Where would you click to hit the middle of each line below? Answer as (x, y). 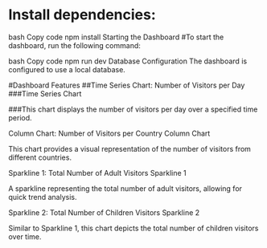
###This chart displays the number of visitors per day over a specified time (133, 109)
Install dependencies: (82, 15)
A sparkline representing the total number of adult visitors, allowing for (125, 188)
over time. (25, 236)
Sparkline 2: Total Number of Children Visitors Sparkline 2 (104, 212)
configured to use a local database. (67, 69)
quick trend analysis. (43, 197)
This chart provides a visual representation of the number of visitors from (130, 148)
